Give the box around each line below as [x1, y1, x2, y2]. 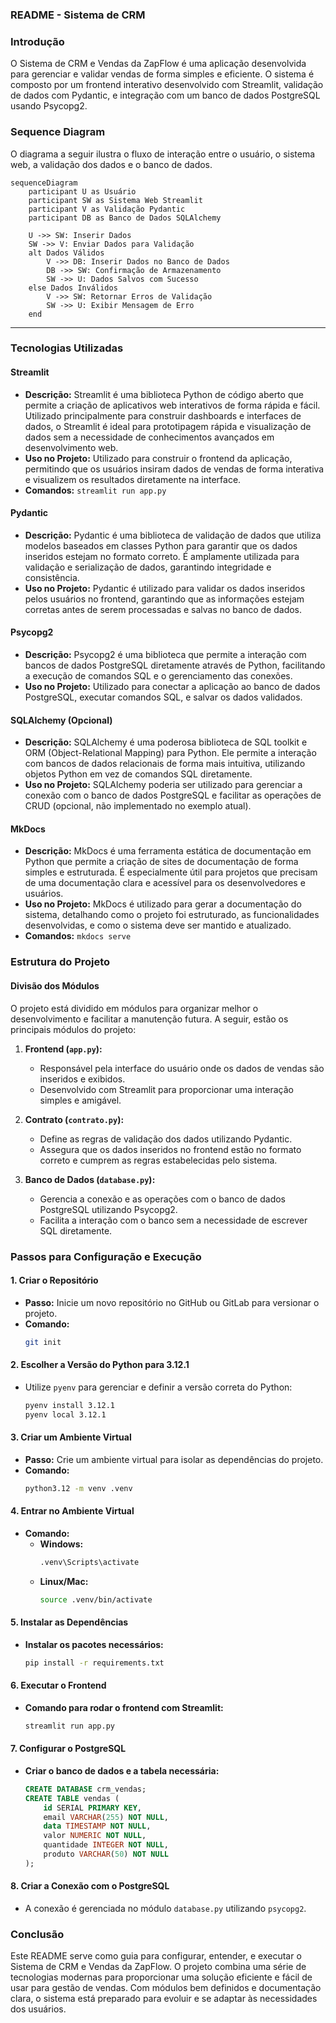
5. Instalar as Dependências [10, 1616, 129, 1628]
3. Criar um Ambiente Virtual [10, 1431, 132, 1443]
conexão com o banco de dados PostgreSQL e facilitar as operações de [24, 789, 322, 802]
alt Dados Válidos [28, 248, 105, 258]
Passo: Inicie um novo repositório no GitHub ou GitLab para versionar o [24, 1296, 320, 1308]
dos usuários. [10, 2003, 67, 2015]
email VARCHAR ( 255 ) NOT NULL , [43, 1812, 169, 1822]
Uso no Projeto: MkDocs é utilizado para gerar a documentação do [24, 898, 302, 910]
